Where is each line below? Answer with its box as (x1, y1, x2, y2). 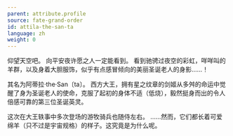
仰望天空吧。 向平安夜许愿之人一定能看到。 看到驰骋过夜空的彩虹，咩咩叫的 (7, 57, 226, 65)
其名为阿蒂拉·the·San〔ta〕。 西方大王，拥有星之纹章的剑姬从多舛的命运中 (7, 80, 220, 88)
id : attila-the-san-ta (7, 23, 74, 30)
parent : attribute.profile (7, 10, 86, 18)
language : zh (7, 29, 46, 37)
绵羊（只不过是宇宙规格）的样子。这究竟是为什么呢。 (7, 121, 161, 130)
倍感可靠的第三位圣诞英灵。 (7, 97, 88, 106)
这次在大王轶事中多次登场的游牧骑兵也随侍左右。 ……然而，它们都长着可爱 (7, 113, 223, 121)
